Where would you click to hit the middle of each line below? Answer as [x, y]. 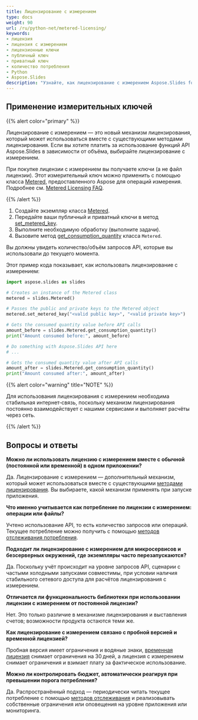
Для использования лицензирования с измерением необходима [88, 397]
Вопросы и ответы [42, 445]
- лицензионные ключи [33, 50]
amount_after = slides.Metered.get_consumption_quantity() [80, 368]
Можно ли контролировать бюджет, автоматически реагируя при [92, 674]
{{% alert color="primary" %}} [43, 121]
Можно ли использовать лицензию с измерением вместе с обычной [95, 459]
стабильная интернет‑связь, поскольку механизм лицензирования [90, 402]
